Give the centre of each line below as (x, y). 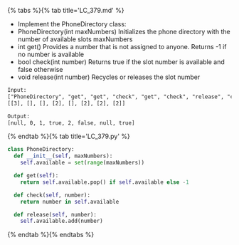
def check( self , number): (52, 195)
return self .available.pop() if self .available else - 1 (105, 182)
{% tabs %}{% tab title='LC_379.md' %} (66, 10)
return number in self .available (70, 202)
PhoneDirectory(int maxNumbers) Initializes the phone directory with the (124, 32)
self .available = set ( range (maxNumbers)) (82, 163)
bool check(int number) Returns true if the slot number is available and (121, 62)
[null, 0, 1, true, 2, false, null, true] (71, 123)
